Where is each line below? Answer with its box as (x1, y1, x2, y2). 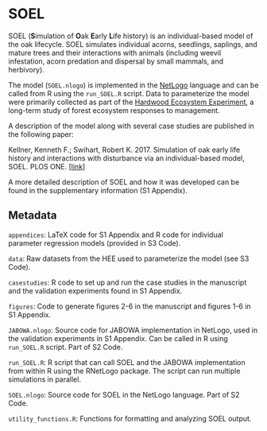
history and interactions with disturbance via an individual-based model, (8, 153, 245, 163)
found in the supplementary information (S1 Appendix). (8, 185, 188, 195)
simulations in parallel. (8, 375, 82, 384)
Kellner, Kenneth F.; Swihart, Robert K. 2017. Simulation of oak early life (8, 145, 241, 154)
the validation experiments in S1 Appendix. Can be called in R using (8, 333, 228, 343)
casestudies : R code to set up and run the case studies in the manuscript (8, 278, 247, 287)
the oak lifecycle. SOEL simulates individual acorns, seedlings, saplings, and (8, 39, 258, 49)
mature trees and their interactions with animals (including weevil (8, 48, 222, 57)
